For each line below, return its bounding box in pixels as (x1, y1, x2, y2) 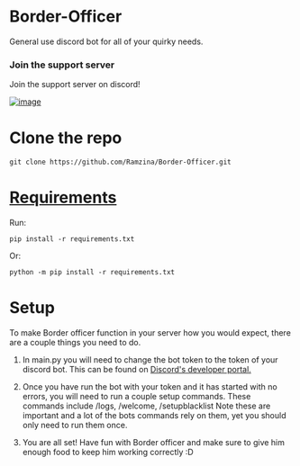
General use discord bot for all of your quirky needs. (9, 36, 204, 47)
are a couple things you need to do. (9, 337, 141, 348)
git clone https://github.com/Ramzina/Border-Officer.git (9, 157, 232, 167)
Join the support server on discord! (9, 79, 141, 90)
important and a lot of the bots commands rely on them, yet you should (22, 410, 286, 421)
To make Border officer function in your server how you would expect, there (9, 327, 291, 338)
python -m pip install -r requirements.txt (9, 268, 176, 277)
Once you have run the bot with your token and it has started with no (22, 381, 277, 392)
